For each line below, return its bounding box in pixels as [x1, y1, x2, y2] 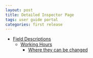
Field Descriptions [12, 36, 51, 42]
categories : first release [5, 22, 63, 27]
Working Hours [20, 42, 53, 48]
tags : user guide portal [5, 17, 58, 22]
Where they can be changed [28, 47, 88, 53]
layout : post [5, 7, 33, 13]
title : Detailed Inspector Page [5, 12, 74, 17]
